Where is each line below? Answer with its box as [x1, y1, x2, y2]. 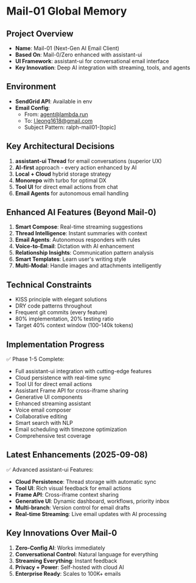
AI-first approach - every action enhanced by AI [15, 164, 137, 171]
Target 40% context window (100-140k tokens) [15, 322, 134, 329]
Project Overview [6, 29, 74, 39]
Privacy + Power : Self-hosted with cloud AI [15, 564, 125, 571]
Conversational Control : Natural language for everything [15, 550, 158, 557]
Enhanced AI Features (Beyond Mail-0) [6, 207, 156, 218]
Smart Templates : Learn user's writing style [15, 255, 127, 263]
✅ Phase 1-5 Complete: [6, 356, 65, 363]
